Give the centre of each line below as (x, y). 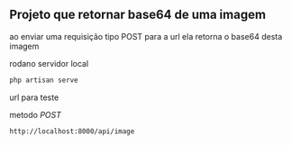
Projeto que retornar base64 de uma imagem (138, 15)
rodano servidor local (49, 63)
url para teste (34, 97)
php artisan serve (44, 80)
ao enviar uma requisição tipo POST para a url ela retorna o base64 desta (146, 36)
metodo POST (35, 114)
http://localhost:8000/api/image (72, 131)
